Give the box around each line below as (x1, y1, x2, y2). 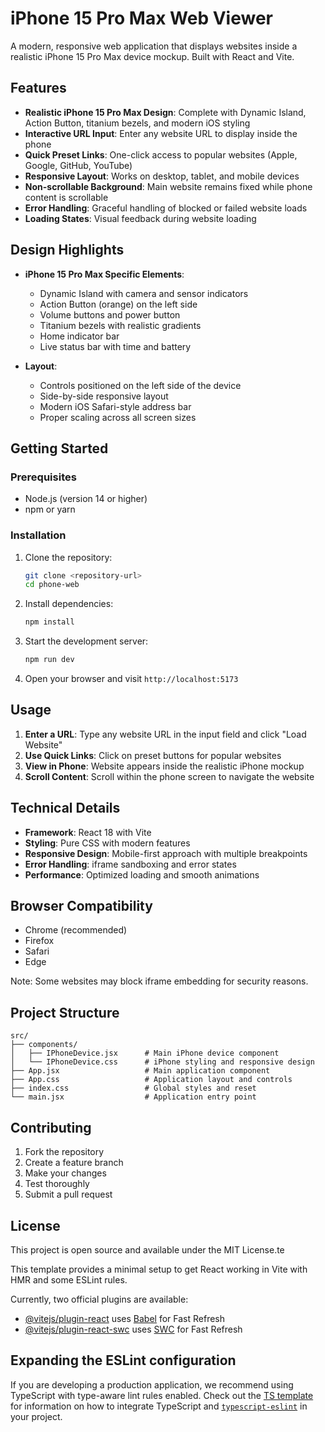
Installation (10, 528, 67, 542)
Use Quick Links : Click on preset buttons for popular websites (24, 749, 282, 761)
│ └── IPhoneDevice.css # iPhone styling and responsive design (10, 1057, 315, 1067)
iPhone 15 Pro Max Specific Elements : (24, 268, 185, 280)
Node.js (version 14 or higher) (24, 493, 148, 505)
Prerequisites (10, 470, 77, 484)
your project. (10, 1410, 63, 1422)
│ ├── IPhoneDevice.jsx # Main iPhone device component (10, 1048, 280, 1059)
